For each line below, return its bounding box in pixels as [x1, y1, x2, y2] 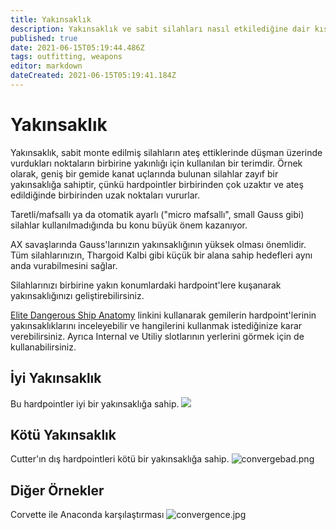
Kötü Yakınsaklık [10, 427, 117, 444]
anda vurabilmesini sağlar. [10, 259, 118, 271]
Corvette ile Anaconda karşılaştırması [10, 509, 165, 521]
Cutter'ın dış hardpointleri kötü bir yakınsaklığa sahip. [10, 453, 230, 465]
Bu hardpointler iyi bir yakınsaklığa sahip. [10, 397, 180, 410]
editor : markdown [10, 61, 83, 71]
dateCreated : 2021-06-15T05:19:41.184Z [10, 71, 177, 81]
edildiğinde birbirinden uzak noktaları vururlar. [10, 189, 201, 201]
